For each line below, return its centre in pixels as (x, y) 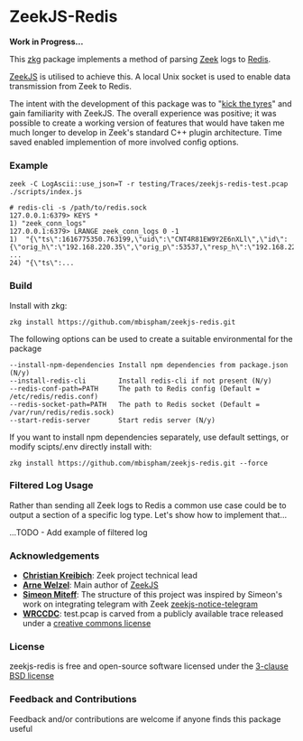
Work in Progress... (46, 42)
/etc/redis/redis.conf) (54, 396)
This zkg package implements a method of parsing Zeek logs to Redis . (140, 59)
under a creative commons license (87, 624)
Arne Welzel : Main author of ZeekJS (91, 585)
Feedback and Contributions (73, 699)
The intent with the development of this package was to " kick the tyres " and (151, 103)
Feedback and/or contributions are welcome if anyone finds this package (145, 718)
